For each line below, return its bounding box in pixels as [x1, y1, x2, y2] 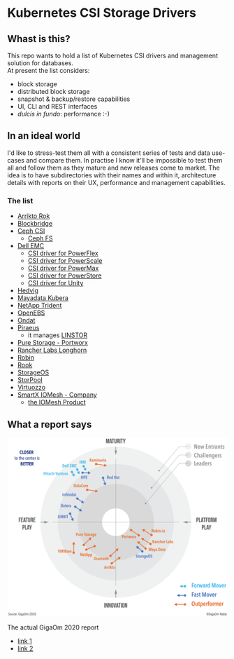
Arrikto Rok [17, 212, 50, 220]
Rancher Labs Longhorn [17, 346, 87, 355]
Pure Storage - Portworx [17, 339, 89, 347]
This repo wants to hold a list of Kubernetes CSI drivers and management [7, 51, 219, 60]
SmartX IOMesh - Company [17, 390, 98, 399]
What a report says [7, 419, 92, 430]
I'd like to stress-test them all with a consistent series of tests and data [7, 149, 211, 157]
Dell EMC [17, 242, 45, 250]
